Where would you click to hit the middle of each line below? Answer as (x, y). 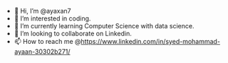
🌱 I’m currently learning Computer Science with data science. (104, 26)
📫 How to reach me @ (47, 41)
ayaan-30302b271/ (42, 52)
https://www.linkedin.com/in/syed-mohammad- (151, 41)
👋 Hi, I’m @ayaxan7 (42, 11)
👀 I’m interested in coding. (52, 18)
